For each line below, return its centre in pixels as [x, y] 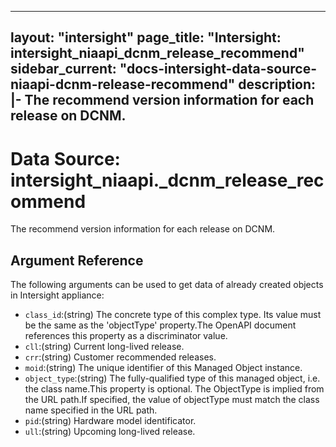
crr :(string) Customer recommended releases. [120, 357]
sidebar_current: [63, 69]
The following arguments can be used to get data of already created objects [167, 285]
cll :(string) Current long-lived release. [104, 347]
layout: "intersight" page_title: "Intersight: [146, 37]
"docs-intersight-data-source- [218, 69]
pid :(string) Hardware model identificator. [110, 421]
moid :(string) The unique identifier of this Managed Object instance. [163, 368]
